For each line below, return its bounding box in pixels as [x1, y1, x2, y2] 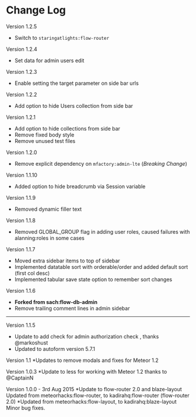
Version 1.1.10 [6, 171, 38, 179]
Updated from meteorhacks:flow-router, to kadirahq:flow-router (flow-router [6, 392, 190, 399]
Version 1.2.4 [6, 45, 38, 53]
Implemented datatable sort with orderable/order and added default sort [14, 263, 188, 270]
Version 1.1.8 [6, 217, 36, 224]
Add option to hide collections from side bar [14, 125, 121, 132]
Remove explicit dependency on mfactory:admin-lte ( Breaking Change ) [14, 160, 188, 167]
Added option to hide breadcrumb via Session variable [14, 183, 146, 190]
